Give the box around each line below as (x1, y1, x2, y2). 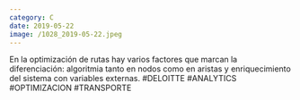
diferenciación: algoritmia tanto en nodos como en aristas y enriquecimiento (9, 63, 292, 74)
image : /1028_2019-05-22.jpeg (9, 29, 123, 38)
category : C (9, 12, 54, 22)
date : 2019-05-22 (9, 21, 75, 30)
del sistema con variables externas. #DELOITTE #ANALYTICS (9, 73, 237, 84)
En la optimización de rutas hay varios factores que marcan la (9, 54, 238, 65)
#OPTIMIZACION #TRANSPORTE (9, 82, 132, 94)
